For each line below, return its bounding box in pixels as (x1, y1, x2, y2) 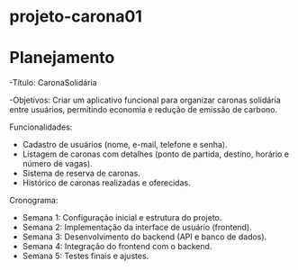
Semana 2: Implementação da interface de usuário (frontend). (22, 222, 252, 233)
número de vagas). (22, 158, 93, 169)
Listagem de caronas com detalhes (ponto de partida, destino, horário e (22, 148, 290, 159)
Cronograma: (9, 195, 59, 206)
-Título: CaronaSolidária (9, 77, 97, 88)
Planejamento (9, 48, 115, 68)
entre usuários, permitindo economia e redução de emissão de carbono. (9, 104, 277, 115)
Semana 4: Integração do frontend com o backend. (22, 241, 212, 252)
